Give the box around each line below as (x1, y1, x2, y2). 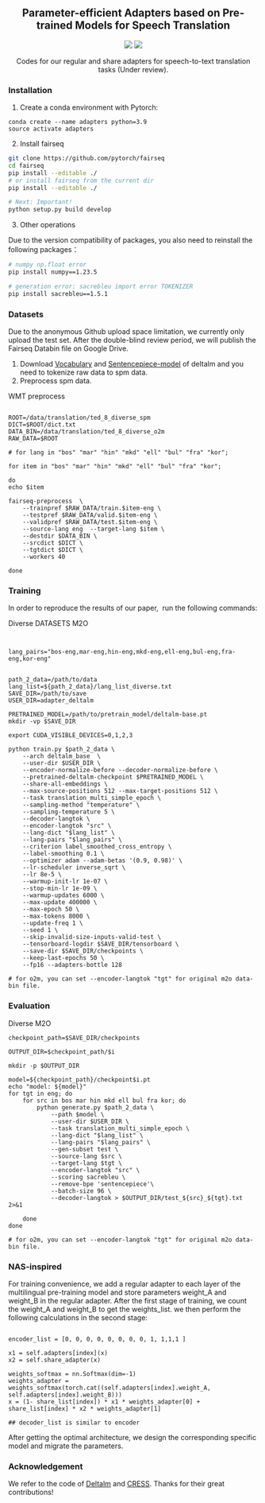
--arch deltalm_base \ (22, 752, 102, 760)
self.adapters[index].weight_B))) (8, 1391, 123, 1399)
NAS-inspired (8, 1260, 62, 1272)
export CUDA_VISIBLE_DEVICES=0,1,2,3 (8, 732, 133, 740)
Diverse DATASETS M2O (8, 619, 89, 628)
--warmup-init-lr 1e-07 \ (22, 878, 109, 886)
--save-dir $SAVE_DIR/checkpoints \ (22, 947, 144, 955)
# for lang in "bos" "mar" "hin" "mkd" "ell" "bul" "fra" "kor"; (8, 449, 229, 456)
